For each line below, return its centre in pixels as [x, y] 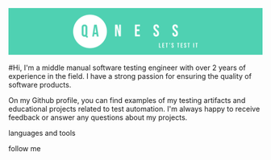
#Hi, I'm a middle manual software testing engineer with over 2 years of [127, 68]
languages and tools [42, 133]
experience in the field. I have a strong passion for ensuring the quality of [130, 76]
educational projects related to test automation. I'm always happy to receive [134, 109]
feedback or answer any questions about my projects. [98, 117]
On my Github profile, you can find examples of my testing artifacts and [127, 101]
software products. [40, 85]
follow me [25, 149]
